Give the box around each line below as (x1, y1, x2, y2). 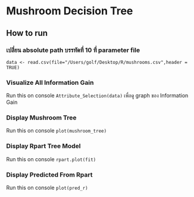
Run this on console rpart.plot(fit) (6, 155, 96, 162)
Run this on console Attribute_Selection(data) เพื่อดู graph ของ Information (6, 92, 189, 99)
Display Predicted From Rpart (6, 170, 93, 178)
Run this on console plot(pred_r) (6, 184, 88, 192)
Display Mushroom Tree (6, 113, 77, 122)
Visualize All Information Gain (6, 78, 94, 87)
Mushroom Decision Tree (6, 4, 133, 18)
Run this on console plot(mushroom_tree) (6, 127, 107, 134)
